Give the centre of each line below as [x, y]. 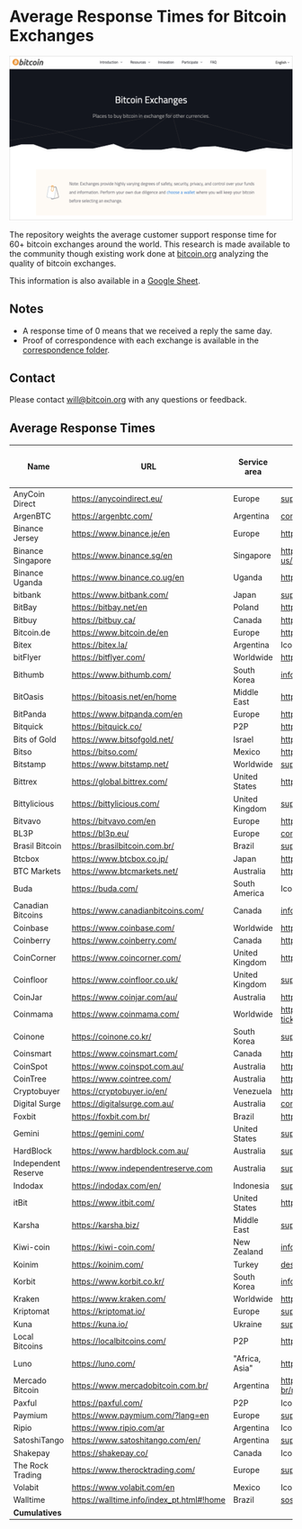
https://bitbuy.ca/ [104, 620]
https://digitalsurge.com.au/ [123, 1104]
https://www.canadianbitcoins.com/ [138, 910]
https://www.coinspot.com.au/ [128, 1066]
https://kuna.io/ [100, 1324]
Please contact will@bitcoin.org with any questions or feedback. [128, 400]
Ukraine [248, 1324]
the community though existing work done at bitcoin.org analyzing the [139, 253]
